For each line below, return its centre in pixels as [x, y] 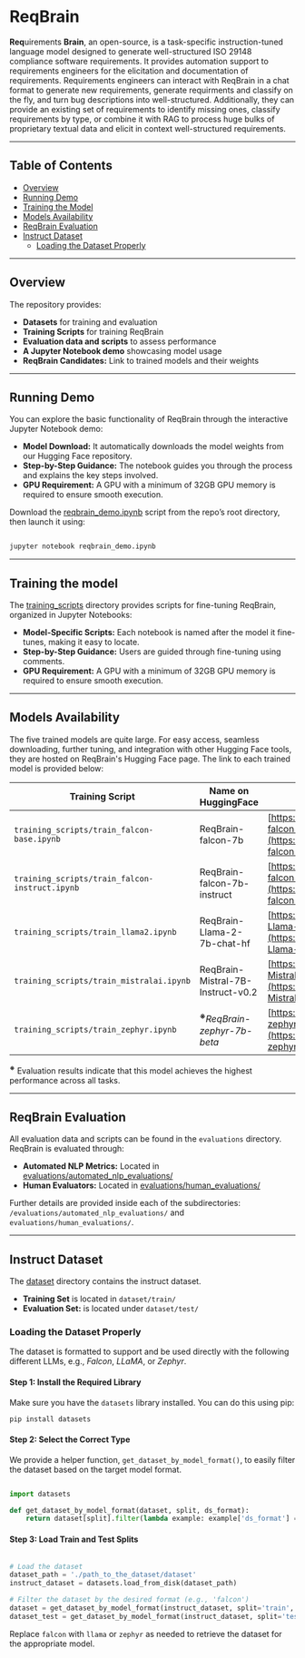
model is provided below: [57, 768]
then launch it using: [48, 522]
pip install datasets [50, 1419]
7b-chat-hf [225, 943]
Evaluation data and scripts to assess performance [119, 341]
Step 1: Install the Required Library [75, 1382]
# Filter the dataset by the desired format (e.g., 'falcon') [129, 1600]
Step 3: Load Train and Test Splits [74, 1539]
